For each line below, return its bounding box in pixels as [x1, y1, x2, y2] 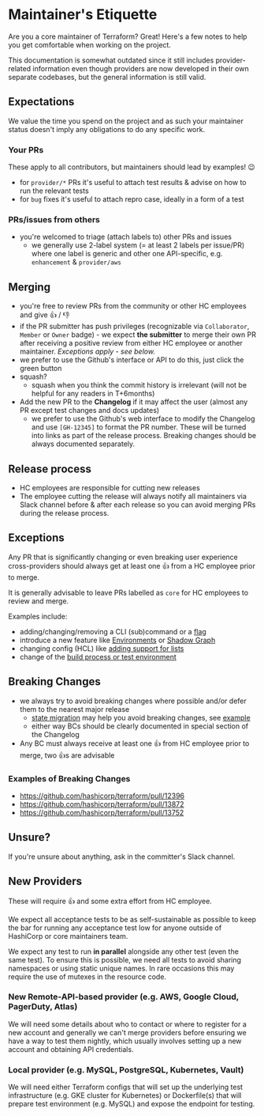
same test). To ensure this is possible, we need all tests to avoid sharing [8, 955, 242, 964]
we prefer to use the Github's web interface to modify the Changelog [31, 414, 255, 424]
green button [19, 364, 62, 373]
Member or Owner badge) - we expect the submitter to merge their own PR [19, 330, 256, 339]
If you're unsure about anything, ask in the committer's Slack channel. [8, 852, 236, 861]
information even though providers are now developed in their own [32, 63, 250, 73]
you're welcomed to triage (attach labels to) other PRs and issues [19, 232, 232, 242]
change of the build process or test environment [19, 652, 177, 661]
